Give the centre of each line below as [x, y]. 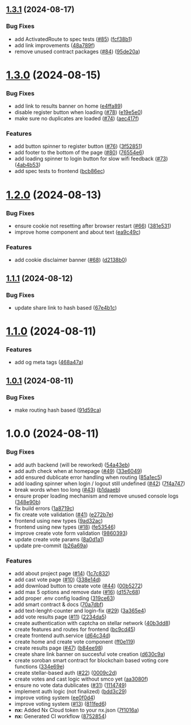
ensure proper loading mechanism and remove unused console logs [96, 496]
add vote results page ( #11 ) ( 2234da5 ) [60, 617]
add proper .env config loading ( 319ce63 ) [65, 598]
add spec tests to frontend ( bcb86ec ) [60, 171]
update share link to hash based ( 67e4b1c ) [66, 308]
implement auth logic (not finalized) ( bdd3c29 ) [71, 691]
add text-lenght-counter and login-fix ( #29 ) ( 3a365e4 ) [80, 610]
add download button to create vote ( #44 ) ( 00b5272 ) [79, 586]
